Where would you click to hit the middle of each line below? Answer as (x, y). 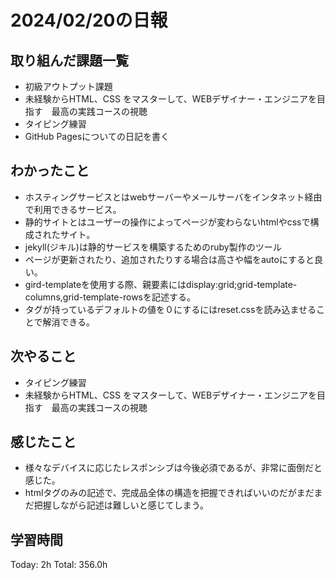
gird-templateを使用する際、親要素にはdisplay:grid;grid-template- (161, 284)
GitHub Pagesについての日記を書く (97, 136)
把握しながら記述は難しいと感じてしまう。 (121, 505)
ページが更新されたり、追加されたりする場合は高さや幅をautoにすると (169, 259)
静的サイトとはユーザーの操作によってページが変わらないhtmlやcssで (167, 222)
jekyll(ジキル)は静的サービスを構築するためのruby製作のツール (153, 247)
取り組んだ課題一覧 (69, 60)
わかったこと (50, 171)
